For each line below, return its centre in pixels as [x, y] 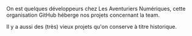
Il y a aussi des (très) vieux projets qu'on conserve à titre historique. [92, 27]
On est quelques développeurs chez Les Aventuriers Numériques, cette [96, 9]
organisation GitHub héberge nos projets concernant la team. [83, 15]
